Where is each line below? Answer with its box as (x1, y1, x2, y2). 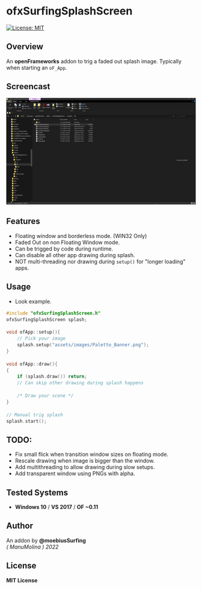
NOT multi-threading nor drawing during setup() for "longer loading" (14, 258, 186, 265)
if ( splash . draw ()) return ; (17, 373, 87, 380)
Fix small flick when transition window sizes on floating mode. (14, 450, 169, 458)
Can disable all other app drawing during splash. (14, 251, 135, 258)
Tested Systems (6, 487, 68, 497)
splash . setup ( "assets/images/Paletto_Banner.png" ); (17, 342, 149, 348)
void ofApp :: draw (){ (6, 361, 58, 367)
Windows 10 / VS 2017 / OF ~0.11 (14, 503, 99, 511)
